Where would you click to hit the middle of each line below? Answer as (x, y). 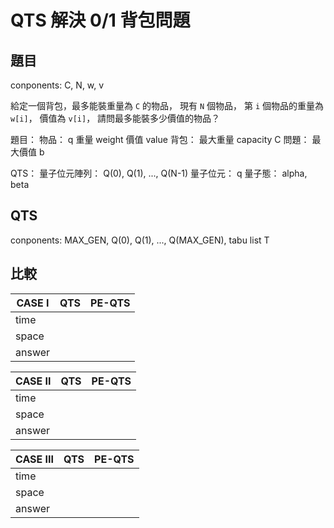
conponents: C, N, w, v (57, 85)
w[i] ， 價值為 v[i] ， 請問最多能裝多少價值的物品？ (115, 118)
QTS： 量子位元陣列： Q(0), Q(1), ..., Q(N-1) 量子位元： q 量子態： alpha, (159, 173)
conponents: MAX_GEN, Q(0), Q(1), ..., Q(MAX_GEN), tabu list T (140, 240)
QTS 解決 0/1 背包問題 (100, 20)
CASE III (35, 459)
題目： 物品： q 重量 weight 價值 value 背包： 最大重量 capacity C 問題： (160, 139)
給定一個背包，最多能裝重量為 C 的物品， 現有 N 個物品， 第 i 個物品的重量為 (167, 105)
